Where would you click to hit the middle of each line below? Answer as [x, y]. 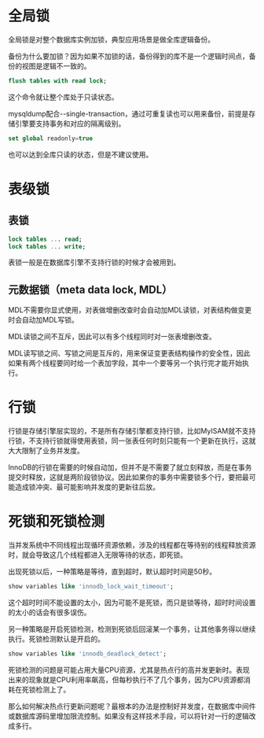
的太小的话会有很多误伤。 [49, 612]
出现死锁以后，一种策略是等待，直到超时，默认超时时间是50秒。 [112, 572]
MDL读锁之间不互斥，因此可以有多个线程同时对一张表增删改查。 [112, 337]
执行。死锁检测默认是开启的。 [56, 639]
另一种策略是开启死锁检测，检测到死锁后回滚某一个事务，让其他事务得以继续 [132, 629]
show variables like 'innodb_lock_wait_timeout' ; [91, 587]
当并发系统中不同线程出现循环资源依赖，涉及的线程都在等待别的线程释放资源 [132, 545]
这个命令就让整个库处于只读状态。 [63, 97]
